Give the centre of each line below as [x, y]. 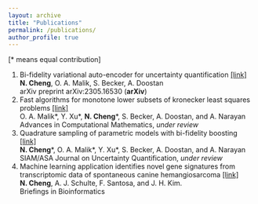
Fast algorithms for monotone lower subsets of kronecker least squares [135, 100]
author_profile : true [44, 37]
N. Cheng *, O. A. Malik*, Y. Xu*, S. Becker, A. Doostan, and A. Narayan [133, 150]
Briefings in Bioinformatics [62, 191]
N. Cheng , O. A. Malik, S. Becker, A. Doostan [91, 83]
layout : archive [35, 15]
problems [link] [44, 108]
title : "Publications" [45, 23]
